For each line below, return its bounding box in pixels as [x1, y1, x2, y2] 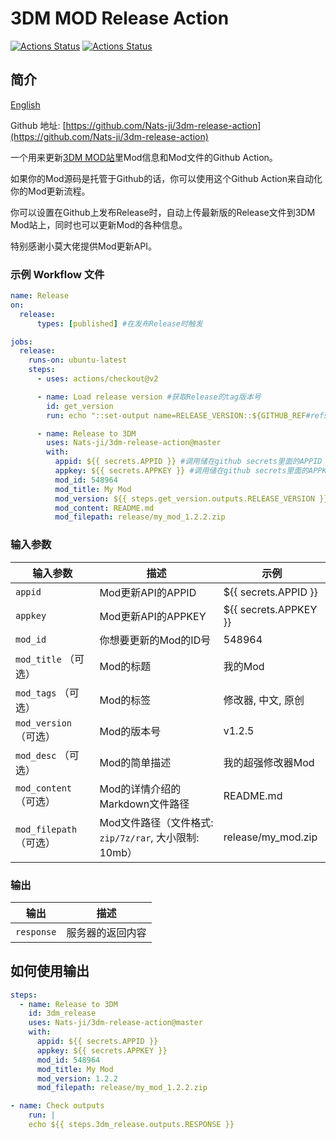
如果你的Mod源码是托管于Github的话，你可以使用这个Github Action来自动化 [10, 172, 323, 184]
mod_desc [15, 750, 57, 761]
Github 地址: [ [10, 119, 67, 131]
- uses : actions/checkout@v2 [36, 374, 159, 384]
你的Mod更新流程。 [10, 185, 91, 197]
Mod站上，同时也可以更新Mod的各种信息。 [10, 218, 188, 231]
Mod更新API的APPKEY [99, 609, 207, 623]
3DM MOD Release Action [10, 7, 230, 30]
